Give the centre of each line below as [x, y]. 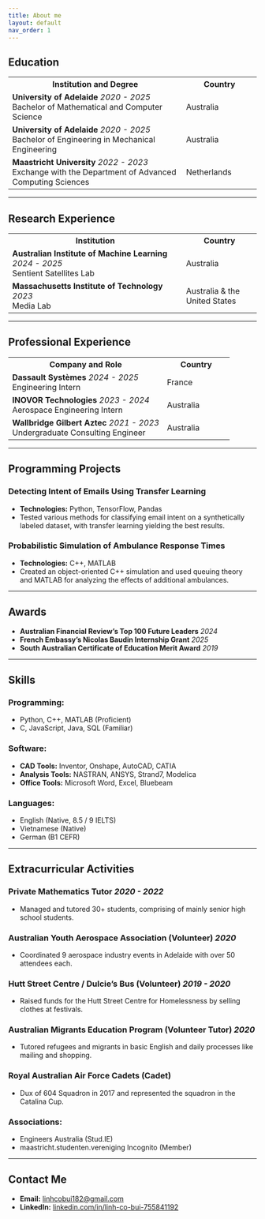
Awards [28, 612]
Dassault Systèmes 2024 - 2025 [76, 377]
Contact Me [37, 1180]
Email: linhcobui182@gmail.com [71, 1198]
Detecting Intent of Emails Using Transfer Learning [107, 492]
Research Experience [62, 218]
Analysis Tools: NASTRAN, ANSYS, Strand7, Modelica [108, 774]
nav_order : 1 [30, 30]
